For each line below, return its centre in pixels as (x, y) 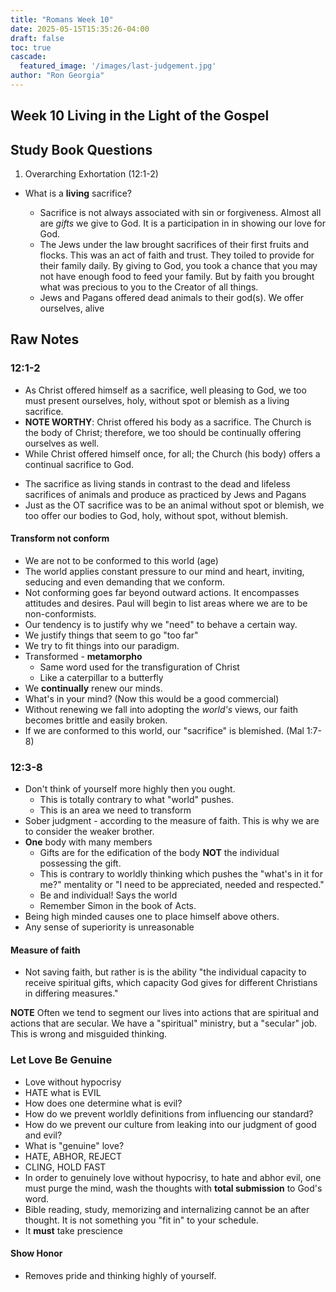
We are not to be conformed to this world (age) (121, 560)
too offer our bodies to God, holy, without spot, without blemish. (156, 515)
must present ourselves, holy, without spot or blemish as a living (157, 400)
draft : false (37, 38)
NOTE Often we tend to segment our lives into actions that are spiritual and (164, 1013)
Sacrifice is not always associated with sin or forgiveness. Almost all (180, 213)
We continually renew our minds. (93, 688)
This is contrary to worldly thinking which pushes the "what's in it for (181, 874)
